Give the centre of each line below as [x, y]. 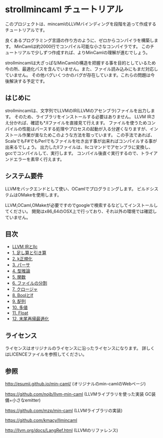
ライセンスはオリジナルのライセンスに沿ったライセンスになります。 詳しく [80, 348]
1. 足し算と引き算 [29, 253]
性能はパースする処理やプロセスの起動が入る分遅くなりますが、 [86, 128]
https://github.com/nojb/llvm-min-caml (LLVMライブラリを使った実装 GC [78, 394]
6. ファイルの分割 [29, 283]
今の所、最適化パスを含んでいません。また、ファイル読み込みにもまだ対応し [81, 69]
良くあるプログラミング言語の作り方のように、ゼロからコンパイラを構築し [80, 40]
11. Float [20, 313]
